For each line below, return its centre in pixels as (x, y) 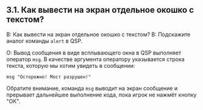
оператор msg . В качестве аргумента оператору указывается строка (95, 59)
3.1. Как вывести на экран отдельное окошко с (100, 10)
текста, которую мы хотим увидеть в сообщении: (71, 65)
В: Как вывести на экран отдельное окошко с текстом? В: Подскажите (98, 34)
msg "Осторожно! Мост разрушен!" (49, 77)
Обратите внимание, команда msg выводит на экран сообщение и (92, 88)
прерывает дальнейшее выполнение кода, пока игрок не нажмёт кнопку (101, 95)
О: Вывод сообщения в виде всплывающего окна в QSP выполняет (94, 53)
